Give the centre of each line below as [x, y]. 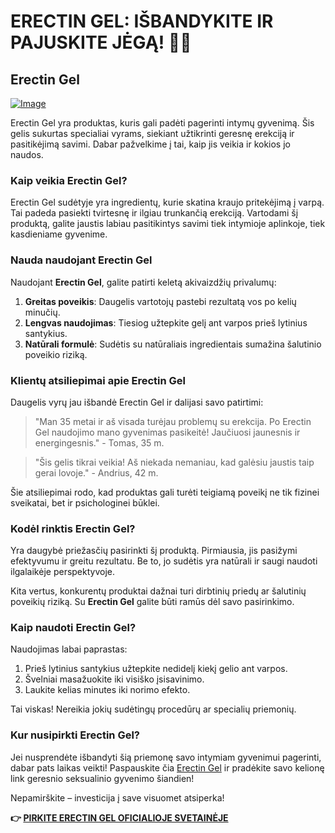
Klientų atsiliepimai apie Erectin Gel [98, 380]
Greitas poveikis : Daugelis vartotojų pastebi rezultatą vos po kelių [160, 301]
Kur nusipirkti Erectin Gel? [75, 735]
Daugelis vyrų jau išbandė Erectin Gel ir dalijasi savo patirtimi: [137, 402]
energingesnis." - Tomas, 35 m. [99, 442]
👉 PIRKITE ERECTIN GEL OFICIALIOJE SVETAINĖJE [119, 817]
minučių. [42, 312]
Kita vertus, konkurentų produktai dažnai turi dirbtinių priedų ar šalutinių [158, 591]
